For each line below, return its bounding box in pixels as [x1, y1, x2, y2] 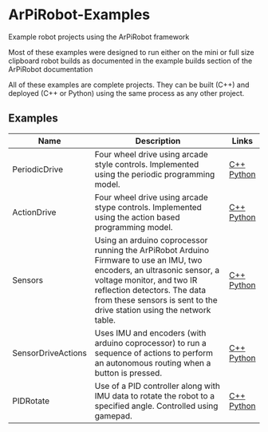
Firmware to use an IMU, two [94, 254, 203, 265]
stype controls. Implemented [94, 201, 202, 212]
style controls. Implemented [94, 158, 199, 169]
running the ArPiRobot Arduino [94, 244, 210, 256]
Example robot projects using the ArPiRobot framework [8, 32, 190, 42]
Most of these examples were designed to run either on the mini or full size [8, 47, 254, 57]
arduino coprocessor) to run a [94, 337, 207, 348]
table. [94, 314, 116, 325]
